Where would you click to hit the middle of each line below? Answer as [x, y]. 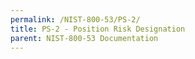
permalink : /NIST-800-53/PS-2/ [75, 19]
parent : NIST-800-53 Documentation [84, 38]
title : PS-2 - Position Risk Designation [98, 29]
